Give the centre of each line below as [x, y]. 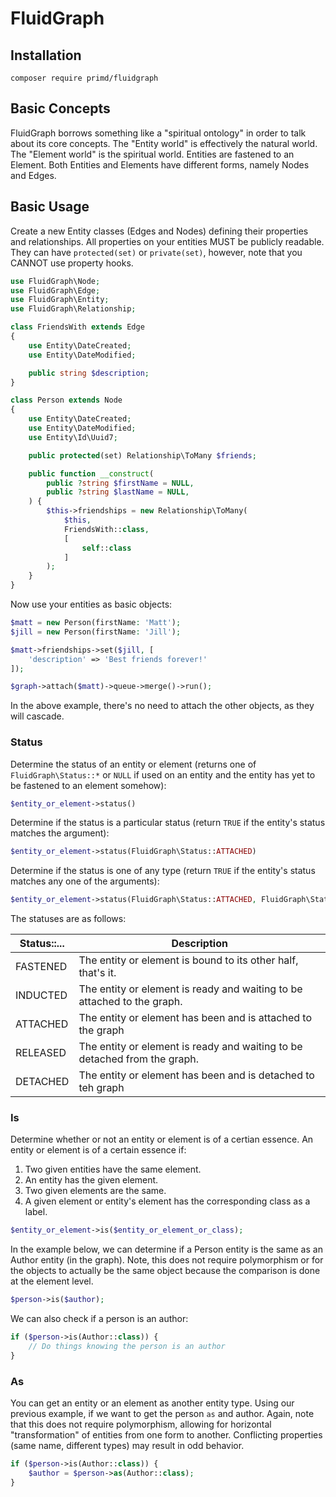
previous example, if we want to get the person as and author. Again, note [162, 1414]
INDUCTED [41, 995]
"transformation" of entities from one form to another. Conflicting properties [166, 1435]
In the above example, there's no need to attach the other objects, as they [162, 706]
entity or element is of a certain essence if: [98, 1150]
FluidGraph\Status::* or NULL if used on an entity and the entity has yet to [163, 774]
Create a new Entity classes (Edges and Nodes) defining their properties [159, 231]
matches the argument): [60, 833]
